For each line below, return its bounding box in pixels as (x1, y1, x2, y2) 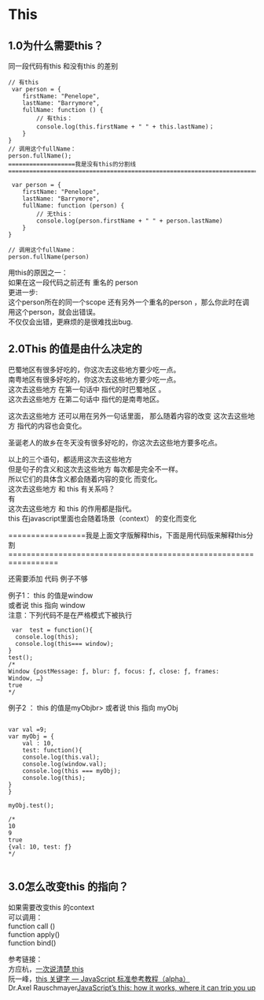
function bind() (8, 938, 57, 947)
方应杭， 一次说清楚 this (8, 964, 84, 973)
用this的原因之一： (8, 268, 68, 277)
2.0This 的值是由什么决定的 (8, 342, 143, 356)
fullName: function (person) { (22, 202, 125, 210)
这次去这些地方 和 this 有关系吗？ (8, 483, 115, 494)
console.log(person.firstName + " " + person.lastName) (36, 217, 223, 225)
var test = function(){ (11, 625, 93, 634)
